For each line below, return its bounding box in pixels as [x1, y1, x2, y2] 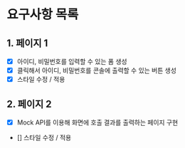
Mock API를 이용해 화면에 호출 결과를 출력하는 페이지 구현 [16, 118, 179, 127]
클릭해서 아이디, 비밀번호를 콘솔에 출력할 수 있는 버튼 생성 [16, 66, 177, 75]
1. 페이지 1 [6, 37, 48, 49]
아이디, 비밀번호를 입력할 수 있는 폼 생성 [16, 58, 127, 65]
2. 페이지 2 [6, 97, 52, 110]
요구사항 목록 [6, 6, 79, 23]
